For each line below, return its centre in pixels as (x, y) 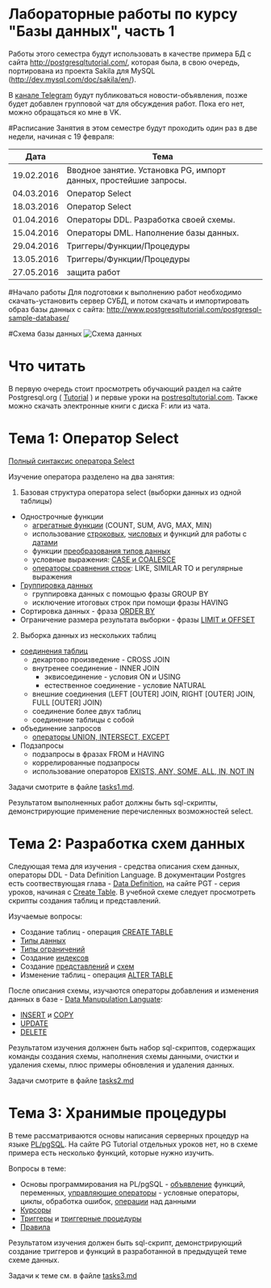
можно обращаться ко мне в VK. (65, 112)
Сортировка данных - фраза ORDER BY (88, 610)
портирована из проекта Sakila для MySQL (82, 70)
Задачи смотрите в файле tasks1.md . (71, 787)
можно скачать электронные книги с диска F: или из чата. (110, 406)
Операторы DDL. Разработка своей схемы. (151, 219)
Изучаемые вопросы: (46, 916)
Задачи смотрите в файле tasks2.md (71, 1080)
